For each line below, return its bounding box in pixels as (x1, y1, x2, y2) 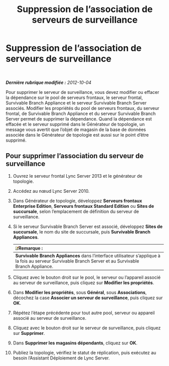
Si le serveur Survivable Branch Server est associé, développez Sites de (13, 223, 163, 229)
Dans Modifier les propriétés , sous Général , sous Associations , (13, 290, 147, 295)
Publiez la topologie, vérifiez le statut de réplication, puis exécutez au (13, 350, 156, 355)
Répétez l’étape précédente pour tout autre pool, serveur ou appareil (13, 310, 155, 316)
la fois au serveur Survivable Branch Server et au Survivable (15, 258, 139, 264)
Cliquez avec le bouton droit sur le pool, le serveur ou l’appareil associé (13, 275, 161, 280)
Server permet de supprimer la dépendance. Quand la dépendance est (6, 115, 152, 121)
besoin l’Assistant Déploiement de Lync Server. (13, 355, 110, 361)
